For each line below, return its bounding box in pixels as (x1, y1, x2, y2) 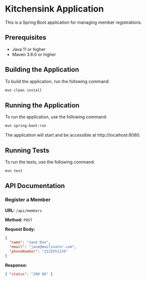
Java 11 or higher (12, 46, 46, 52)
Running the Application (5, 101, 80, 109)
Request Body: (5, 226, 35, 232)
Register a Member (5, 196, 51, 203)
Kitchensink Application (5, 3, 104, 15)
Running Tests (5, 146, 49, 155)
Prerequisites (5, 33, 46, 42)
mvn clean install (5, 88, 42, 93)
